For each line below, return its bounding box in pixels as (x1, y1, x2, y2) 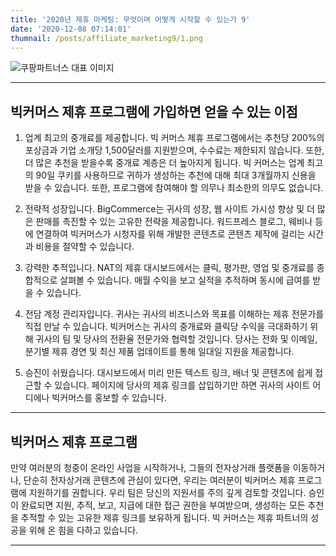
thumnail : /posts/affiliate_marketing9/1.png (10, 33, 203, 43)
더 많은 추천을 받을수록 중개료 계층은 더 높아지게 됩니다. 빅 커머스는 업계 (24, 157, 305, 169)
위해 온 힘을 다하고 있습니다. (28, 524, 139, 536)
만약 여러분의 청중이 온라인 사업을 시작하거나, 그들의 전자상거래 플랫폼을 (10, 462, 291, 473)
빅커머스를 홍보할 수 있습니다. (51, 392, 167, 404)
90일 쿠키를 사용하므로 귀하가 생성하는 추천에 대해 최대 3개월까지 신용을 (35, 169, 317, 181)
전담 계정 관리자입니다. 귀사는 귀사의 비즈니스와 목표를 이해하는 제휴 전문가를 (24, 308, 325, 320)
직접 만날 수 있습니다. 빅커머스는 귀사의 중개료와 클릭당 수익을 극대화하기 (24, 321, 308, 333)
